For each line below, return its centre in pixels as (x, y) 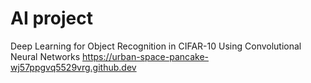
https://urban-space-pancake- (145, 56)
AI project (51, 18)
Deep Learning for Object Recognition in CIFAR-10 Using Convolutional (156, 46)
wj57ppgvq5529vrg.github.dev (73, 67)
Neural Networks (45, 56)
